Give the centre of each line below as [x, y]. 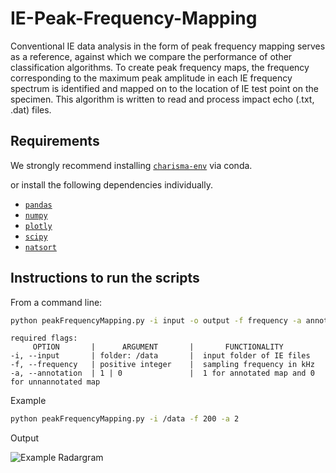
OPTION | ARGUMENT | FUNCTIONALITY [158, 347]
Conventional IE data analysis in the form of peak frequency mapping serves [168, 46]
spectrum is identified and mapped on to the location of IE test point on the [164, 88]
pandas [38, 205]
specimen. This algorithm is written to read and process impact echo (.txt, [162, 99]
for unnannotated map [55, 382]
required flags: [44, 338]
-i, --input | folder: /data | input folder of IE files [160, 356]
